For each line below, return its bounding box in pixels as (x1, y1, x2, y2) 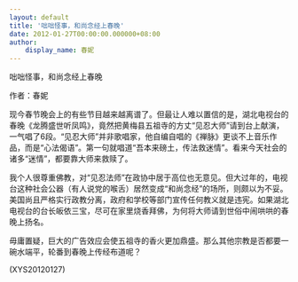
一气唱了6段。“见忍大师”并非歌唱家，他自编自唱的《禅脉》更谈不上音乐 (9, 131, 271, 142)
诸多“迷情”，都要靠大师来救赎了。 (9, 153, 133, 164)
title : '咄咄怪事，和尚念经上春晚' (9, 21, 125, 30)
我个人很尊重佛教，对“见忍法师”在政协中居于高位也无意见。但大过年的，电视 (9, 172, 288, 183)
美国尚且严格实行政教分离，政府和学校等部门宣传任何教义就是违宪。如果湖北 (9, 194, 289, 205)
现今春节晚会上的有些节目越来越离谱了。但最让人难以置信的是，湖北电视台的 (9, 109, 289, 120)
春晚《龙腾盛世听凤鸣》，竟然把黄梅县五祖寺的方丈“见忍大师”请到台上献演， (9, 121, 285, 131)
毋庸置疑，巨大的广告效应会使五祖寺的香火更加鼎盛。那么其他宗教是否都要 (9, 236, 281, 247)
